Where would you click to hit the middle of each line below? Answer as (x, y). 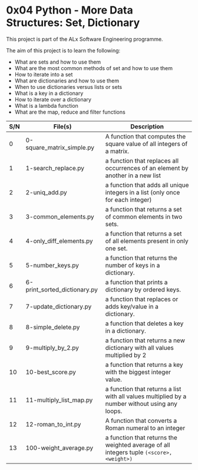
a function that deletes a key (144, 323)
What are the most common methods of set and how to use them (93, 68)
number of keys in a (133, 265)
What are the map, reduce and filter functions (70, 112)
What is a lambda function (46, 105)
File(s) (62, 126)
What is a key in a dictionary (49, 93)
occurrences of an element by (147, 168)
